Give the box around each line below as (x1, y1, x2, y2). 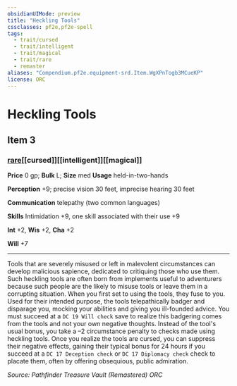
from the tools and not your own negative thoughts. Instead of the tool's (7, 320, 217, 328)
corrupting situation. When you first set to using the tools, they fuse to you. (7, 289, 226, 298)
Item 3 (7, 134, 36, 146)
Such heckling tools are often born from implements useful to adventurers (7, 275, 222, 283)
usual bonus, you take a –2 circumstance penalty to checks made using (7, 327, 215, 335)
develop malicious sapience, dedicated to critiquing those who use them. (7, 267, 220, 275)
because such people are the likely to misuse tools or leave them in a (7, 282, 208, 291)
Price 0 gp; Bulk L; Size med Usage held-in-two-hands (7, 171, 169, 180)
